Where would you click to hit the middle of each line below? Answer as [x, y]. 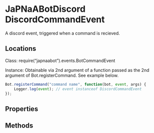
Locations [21, 49]
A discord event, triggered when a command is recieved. [62, 33]
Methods [19, 126]
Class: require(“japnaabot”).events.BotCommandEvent [60, 61]
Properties [22, 109]
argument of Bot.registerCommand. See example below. [62, 75]
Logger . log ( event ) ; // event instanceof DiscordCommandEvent [78, 89]
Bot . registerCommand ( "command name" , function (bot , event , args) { [76, 84]
